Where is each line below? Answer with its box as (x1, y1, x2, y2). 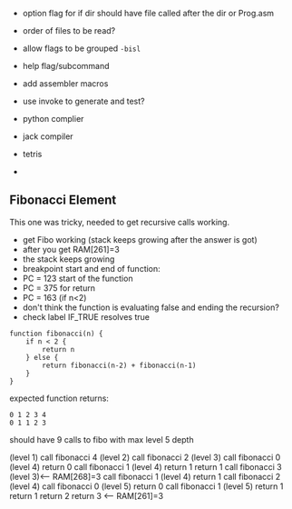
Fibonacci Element (9, 193, 117, 208)
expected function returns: (9, 393, 109, 404)
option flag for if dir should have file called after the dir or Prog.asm (22, 8, 275, 18)
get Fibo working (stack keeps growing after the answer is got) (22, 234, 258, 245)
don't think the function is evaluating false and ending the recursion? (22, 302, 279, 313)
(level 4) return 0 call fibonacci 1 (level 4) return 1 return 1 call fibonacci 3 (9, 461, 283, 472)
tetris (22, 149, 43, 159)
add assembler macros (22, 78, 109, 89)
